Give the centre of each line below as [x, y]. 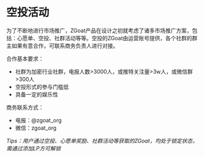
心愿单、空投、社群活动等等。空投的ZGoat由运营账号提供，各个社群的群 [107, 38]
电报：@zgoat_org [38, 120]
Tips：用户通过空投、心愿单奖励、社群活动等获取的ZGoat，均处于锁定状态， [102, 141]
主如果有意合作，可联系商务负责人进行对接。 [62, 46]
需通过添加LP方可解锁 [33, 148]
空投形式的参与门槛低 [42, 86]
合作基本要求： [25, 58]
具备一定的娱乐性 [37, 94]
